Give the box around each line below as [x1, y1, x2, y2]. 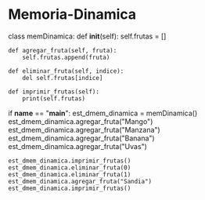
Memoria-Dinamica [8, 5, 137, 24]
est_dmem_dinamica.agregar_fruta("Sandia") [8, 177, 153, 185]
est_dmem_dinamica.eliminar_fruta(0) [8, 163, 131, 172]
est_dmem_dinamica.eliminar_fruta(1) [8, 170, 131, 178]
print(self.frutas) [22, 94, 86, 103]
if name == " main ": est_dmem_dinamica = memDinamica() [8, 108, 198, 118]
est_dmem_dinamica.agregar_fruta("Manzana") [8, 125, 160, 134]
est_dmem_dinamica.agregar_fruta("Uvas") [8, 141, 147, 151]
